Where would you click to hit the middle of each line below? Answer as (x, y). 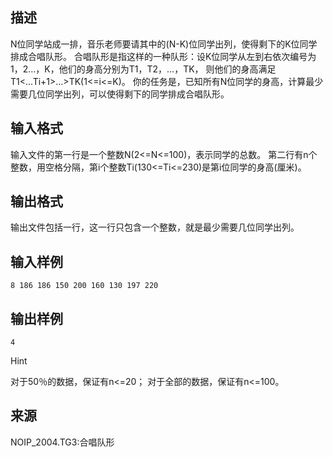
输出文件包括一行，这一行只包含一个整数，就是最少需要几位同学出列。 (155, 227)
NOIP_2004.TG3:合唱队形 (62, 442)
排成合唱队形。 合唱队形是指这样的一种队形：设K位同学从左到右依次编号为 (163, 56)
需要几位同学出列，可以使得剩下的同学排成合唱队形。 (120, 94)
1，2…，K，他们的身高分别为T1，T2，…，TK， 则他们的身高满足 (143, 69)
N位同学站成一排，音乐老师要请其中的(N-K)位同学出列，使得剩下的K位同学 (164, 44)
